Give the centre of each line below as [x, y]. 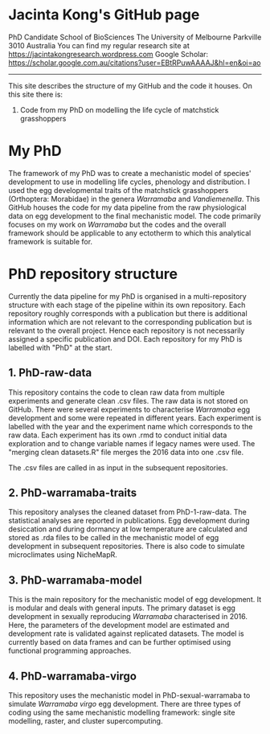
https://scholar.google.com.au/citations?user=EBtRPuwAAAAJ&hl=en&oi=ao [135, 63]
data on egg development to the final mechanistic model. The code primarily [135, 215]
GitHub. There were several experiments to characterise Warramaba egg [129, 409]
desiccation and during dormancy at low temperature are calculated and [128, 529]
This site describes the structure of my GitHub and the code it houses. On [131, 85]
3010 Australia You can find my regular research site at [99, 45]
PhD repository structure [93, 274]
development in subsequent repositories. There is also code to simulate [127, 546]
